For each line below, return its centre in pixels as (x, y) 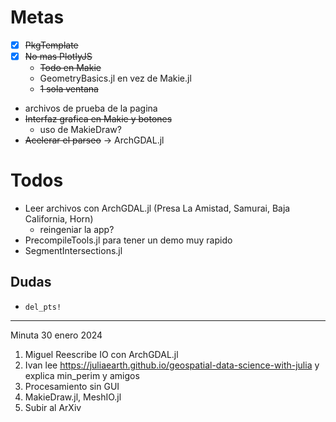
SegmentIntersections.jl (73, 250)
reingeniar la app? (77, 229)
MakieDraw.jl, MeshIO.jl (73, 397)
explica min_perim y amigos (82, 375)
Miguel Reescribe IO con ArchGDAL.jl (101, 354)
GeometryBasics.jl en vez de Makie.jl (115, 78)
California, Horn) (59, 219)
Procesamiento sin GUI (72, 386)
